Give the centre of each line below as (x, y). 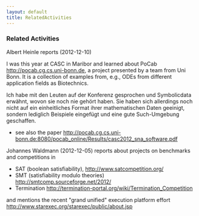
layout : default (27, 12)
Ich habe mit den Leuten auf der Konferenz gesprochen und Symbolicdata (99, 95)
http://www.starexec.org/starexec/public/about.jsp (69, 206)
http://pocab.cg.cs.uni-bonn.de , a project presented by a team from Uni (96, 70)
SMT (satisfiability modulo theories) (60, 175)
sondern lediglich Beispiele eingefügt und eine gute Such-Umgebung (93, 114)
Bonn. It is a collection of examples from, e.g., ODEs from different (89, 76)
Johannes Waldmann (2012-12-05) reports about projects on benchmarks (99, 150)
